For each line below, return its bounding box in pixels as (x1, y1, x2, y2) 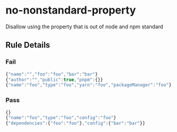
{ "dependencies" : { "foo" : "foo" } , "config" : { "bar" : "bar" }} (5, 120, 145, 127)
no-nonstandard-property (5, 4, 136, 17)
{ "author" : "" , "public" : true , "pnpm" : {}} (5, 77, 103, 82)
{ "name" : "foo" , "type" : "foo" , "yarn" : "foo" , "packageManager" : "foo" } (5, 82, 172, 88)
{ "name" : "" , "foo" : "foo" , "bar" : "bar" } (5, 71, 98, 77)
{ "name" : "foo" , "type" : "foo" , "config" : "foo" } (5, 115, 116, 121)
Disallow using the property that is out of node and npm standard (5, 23, 163, 30)
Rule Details (5, 40, 51, 50)
